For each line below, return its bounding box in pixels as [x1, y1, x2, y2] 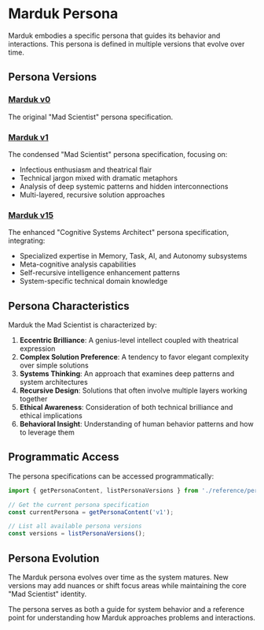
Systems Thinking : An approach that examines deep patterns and [19, 369, 234, 378]
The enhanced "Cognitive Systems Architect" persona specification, [8, 228, 229, 237]
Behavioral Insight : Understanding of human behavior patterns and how [19, 419, 254, 429]
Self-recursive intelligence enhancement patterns [19, 268, 181, 278]
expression [19, 344, 56, 353]
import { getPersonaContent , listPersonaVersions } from [8, 486, 199, 494]
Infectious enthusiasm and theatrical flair [19, 165, 152, 174]
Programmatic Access [8, 450, 119, 464]
